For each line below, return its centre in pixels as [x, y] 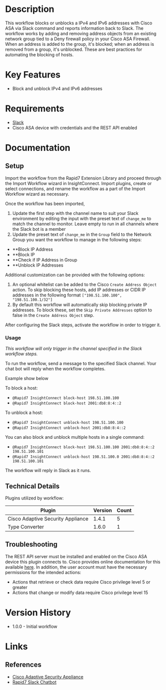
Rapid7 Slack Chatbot [34, 682]
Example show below [27, 379]
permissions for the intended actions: [43, 572]
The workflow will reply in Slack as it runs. [48, 471]
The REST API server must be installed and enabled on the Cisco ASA [76, 556]
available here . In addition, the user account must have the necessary [76, 567]
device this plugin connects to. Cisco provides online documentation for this [83, 562]
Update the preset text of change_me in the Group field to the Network [82, 234]
